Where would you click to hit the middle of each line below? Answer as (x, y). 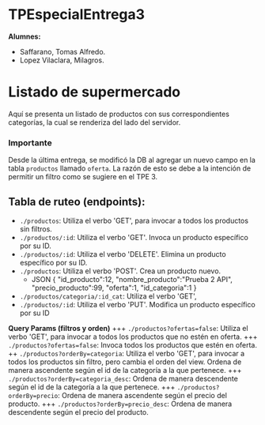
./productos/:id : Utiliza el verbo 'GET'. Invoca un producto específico (134, 237)
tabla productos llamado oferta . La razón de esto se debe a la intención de (130, 168)
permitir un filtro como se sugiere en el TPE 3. (83, 177)
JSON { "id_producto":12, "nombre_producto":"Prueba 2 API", (132, 279)
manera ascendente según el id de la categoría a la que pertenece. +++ (125, 370)
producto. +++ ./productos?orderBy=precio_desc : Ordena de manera (120, 404)
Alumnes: (25, 36)
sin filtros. (36, 229)
